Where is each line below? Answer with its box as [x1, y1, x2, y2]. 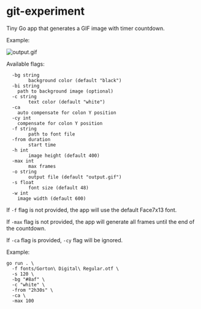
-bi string [12, 83, 40, 89]
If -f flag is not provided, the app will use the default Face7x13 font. [6, 206, 177, 213]
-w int [12, 190, 29, 196]
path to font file [28, 131, 75, 137]
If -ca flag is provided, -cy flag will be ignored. [6, 236, 123, 243]
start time [28, 142, 56, 148]
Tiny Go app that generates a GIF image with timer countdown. [6, 25, 165, 32]
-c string [12, 93, 37, 99]
